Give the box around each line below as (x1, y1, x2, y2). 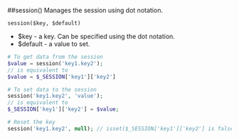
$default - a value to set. (17, 40, 90, 48)
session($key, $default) (7, 20, 81, 27)
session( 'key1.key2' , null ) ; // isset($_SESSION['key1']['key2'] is (7, 125, 215, 132)
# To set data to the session (7, 86, 97, 93)
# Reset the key (7, 118, 55, 126)
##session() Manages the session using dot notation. (7, 6, 164, 14)
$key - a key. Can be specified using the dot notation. (17, 32, 176, 40)
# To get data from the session (7, 53, 103, 60)
